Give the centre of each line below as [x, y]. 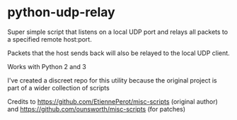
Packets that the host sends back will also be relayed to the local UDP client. [118, 53]
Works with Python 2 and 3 [47, 66]
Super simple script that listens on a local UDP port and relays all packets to [118, 32]
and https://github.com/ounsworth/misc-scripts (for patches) [97, 109]
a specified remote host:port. [50, 39]
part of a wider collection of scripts [58, 88]
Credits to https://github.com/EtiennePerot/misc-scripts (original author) [112, 101]
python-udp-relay [61, 12]
